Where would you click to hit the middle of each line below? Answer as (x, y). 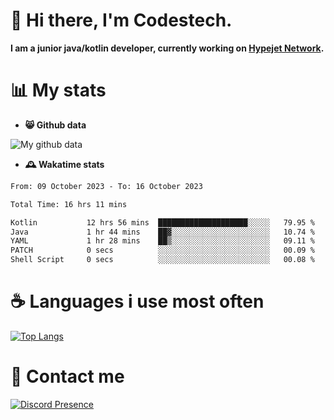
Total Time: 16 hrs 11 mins (69, 204)
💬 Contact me (67, 376)
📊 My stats (58, 90)
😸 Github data (55, 125)
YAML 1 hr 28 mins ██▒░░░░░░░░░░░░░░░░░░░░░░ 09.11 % (162, 241)
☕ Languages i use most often (137, 301)
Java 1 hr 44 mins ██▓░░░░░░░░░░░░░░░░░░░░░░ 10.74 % (162, 232)
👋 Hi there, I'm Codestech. (121, 20)
